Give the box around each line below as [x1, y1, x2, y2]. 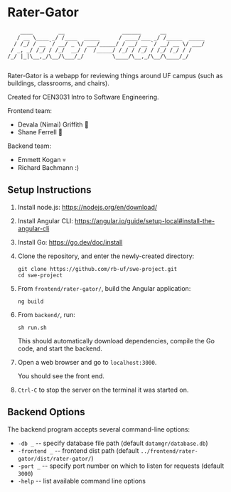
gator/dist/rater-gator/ [17, 455, 92, 462]
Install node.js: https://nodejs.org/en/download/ [17, 203, 158, 211]
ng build [17, 298, 44, 305]
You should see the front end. [17, 371, 105, 380]
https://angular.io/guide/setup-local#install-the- [74, 216, 215, 225]
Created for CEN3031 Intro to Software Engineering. [7, 92, 159, 101]
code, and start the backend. [17, 344, 103, 353]
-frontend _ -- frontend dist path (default [17, 446, 139, 455]
